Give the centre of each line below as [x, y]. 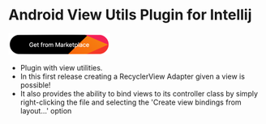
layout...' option [46, 110]
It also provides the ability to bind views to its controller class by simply [139, 93]
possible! [35, 85]
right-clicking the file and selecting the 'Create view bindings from [131, 102]
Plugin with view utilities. [61, 67]
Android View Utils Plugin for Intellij [130, 15]
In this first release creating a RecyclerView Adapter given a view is [133, 76]
